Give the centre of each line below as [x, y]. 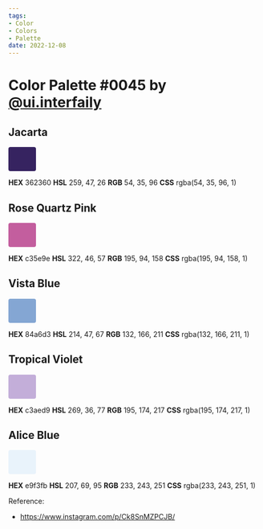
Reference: [26, 501]
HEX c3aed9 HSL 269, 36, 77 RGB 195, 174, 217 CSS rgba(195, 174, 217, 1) [129, 410]
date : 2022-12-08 [37, 46]
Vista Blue [34, 283]
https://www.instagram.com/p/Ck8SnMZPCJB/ [97, 517]
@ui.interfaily [55, 103]
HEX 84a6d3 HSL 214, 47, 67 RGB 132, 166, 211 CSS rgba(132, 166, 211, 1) [129, 334]
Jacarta [28, 132]
